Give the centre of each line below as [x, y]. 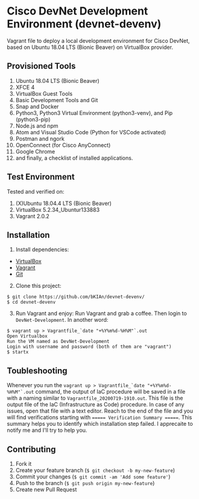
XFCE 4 [25, 87]
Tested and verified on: [36, 191]
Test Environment [41, 177]
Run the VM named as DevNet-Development [58, 342]
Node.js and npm [37, 126]
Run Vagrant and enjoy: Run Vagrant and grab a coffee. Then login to [101, 313]
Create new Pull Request [46, 489]
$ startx [18, 352]
